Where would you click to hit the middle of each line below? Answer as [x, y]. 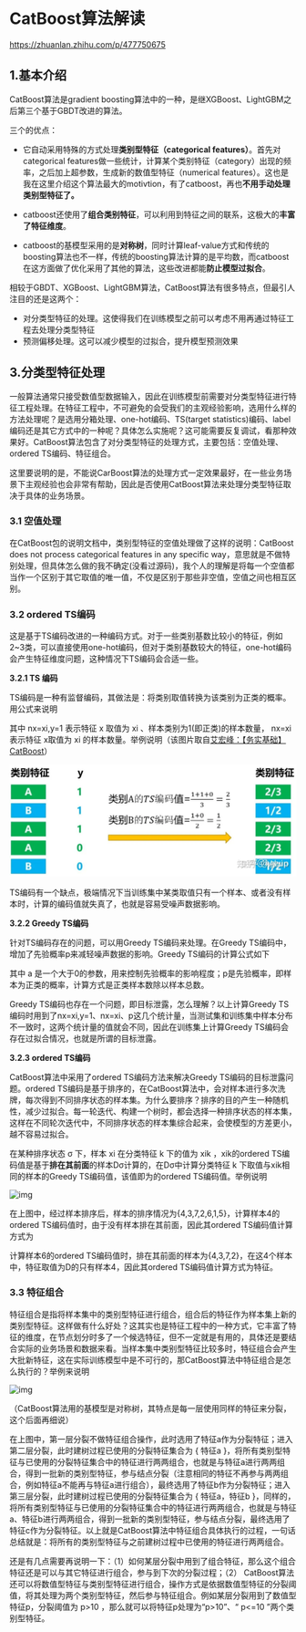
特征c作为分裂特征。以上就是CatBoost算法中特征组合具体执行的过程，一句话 [153, 1530]
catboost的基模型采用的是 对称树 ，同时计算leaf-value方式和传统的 [146, 245]
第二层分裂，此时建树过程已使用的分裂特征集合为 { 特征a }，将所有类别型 [146, 1450]
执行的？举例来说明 [53, 1371]
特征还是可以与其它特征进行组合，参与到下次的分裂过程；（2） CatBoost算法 [152, 1572]
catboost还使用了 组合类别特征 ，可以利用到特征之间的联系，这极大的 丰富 [159, 214]
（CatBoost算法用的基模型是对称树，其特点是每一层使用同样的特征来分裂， [150, 1408]
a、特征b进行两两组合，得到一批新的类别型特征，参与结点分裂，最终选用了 [150, 1519]
